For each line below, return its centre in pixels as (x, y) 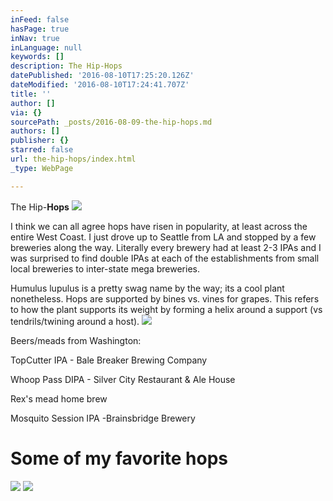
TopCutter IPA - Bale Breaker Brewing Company (109, 360)
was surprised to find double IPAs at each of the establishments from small (165, 258)
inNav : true (35, 38)
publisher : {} (40, 141)
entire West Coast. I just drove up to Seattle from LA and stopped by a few (163, 237)
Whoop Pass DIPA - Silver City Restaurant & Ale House (123, 379)
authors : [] (35, 131)
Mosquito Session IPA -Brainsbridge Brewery (103, 418)
